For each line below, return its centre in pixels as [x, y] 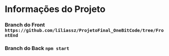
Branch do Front [25, 25]
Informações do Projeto [55, 9]
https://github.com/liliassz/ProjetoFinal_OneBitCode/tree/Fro [84, 30]
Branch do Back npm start [37, 48]
